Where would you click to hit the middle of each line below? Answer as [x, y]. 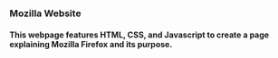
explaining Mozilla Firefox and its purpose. [91, 44]
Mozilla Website [45, 13]
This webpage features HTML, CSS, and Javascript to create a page [139, 35]
